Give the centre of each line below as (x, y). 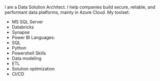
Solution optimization (33, 69)
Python (19, 48)
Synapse (21, 32)
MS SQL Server (27, 22)
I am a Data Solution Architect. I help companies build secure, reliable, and (80, 7)
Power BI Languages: (33, 37)
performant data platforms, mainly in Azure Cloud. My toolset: (67, 12)
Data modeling (27, 58)
